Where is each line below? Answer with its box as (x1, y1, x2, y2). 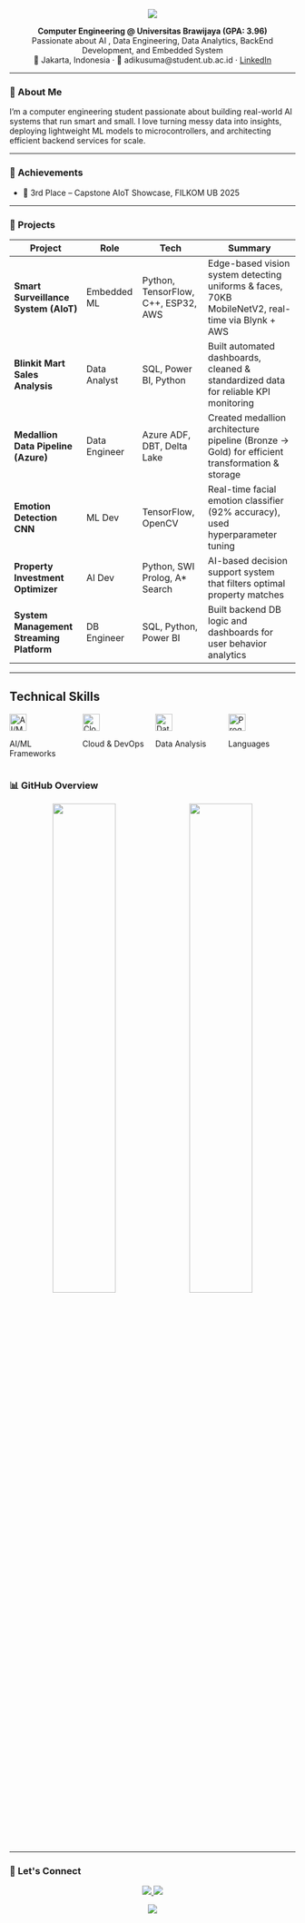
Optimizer (14, 582, 58, 595)
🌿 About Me (9, 85, 63, 98)
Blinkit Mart (14, 357, 65, 370)
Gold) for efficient (207, 445, 284, 458)
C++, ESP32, (142, 296, 198, 309)
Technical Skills (9, 689, 101, 705)
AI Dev (85, 571, 115, 584)
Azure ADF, (142, 428, 191, 440)
